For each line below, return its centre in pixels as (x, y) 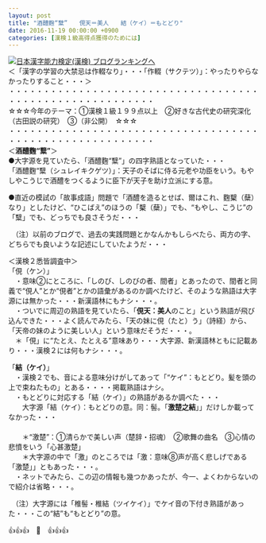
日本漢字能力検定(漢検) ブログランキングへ (86, 61)
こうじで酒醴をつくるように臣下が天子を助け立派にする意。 (119, 180)
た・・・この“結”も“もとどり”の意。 (67, 514)
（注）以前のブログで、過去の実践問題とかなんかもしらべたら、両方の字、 (135, 235)
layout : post (30, 16)
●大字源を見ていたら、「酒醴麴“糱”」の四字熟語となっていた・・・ (117, 161)
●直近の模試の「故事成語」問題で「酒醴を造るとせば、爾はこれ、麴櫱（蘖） (133, 198)
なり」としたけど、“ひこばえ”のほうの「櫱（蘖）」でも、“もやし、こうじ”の (131, 208)
